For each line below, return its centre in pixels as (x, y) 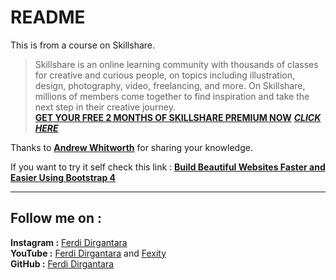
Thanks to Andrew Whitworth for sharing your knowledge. (131, 147)
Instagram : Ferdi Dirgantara (69, 242)
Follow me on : (56, 218)
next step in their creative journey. (105, 107)
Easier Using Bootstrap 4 (63, 177)
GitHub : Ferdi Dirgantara (62, 263)
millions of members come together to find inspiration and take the (172, 96)
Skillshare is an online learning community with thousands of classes (176, 64)
